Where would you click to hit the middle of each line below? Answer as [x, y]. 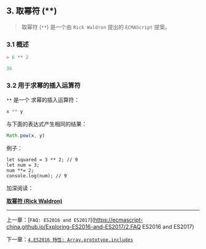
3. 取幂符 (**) [32, 11]
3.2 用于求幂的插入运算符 [44, 85]
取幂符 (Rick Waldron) [34, 201]
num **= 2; [20, 170]
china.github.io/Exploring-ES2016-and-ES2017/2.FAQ [74, 226]
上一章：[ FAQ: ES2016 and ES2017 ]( [50, 220]
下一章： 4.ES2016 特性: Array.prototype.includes [70, 239]
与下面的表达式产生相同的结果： [47, 124]
